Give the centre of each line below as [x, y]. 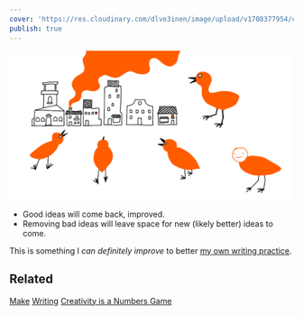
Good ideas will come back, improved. [93, 214]
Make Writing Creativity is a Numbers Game [91, 301]
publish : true [36, 28]
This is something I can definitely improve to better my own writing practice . [151, 250]
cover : [22, 19]
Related [32, 279]
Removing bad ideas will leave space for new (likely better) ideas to [147, 223]
